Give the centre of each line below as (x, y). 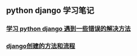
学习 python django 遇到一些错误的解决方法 (68, 29)
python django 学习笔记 (50, 11)
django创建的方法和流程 (41, 46)
